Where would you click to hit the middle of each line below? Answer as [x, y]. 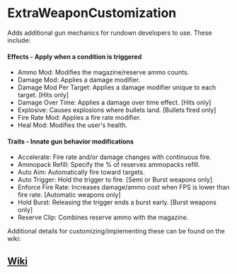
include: [19, 40]
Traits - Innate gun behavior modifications [71, 141]
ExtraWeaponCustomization [92, 13]
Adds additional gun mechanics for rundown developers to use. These [110, 33]
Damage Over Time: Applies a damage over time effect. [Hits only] [114, 103]
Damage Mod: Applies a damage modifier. [79, 80]
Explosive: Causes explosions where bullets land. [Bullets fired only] [117, 110]
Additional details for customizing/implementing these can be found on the [116, 231]
